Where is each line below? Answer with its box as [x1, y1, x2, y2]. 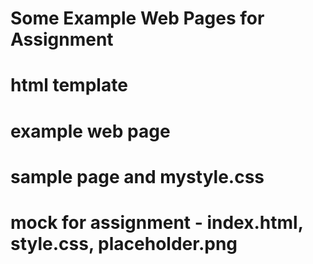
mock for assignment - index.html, [10, 211, 304, 234]
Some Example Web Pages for [10, 7, 265, 30]
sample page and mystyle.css [10, 165, 265, 188]
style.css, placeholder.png [10, 232, 238, 255]
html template [10, 74, 128, 97]
